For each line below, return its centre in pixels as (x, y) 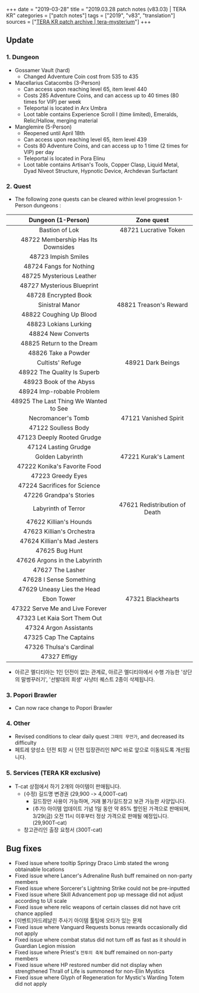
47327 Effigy (59, 656)
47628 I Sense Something (59, 579)
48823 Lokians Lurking (59, 324)
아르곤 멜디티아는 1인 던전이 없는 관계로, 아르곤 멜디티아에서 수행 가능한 (97, 672)
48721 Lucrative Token (152, 230)
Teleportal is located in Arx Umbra (65, 108)
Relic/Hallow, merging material (60, 120)
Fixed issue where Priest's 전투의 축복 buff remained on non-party (94, 952)
